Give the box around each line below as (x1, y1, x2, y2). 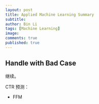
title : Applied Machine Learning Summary (5, 12, 94, 17)
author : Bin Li (5, 21, 38, 27)
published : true (5, 40, 40, 45)
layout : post (5, 7, 33, 13)
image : (5, 31, 19, 36)
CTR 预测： (5, 84, 29, 90)
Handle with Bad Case (5, 59, 76, 68)
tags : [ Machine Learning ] (5, 26, 60, 31)
